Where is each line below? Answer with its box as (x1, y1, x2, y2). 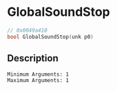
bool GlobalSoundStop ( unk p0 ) (7, 33, 94, 40)
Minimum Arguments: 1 (7, 70, 70, 78)
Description (7, 52, 58, 64)
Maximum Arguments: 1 (7, 77, 70, 83)
